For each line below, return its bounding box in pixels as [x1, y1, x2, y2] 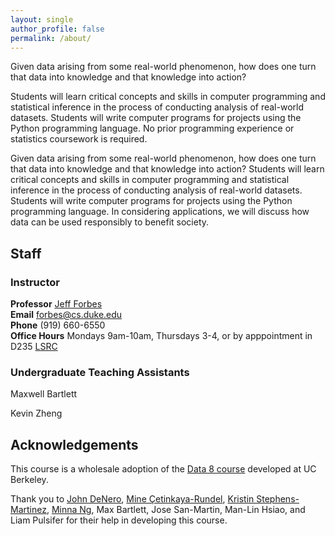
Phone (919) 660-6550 [10, 319, 106, 331]
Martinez [10, 504, 47, 516]
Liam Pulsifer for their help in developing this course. [10, 514, 228, 526]
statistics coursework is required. [10, 133, 148, 145]
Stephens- [256, 493, 300, 505]
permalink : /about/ [10, 33, 92, 43]
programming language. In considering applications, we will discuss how [10, 206, 310, 218]
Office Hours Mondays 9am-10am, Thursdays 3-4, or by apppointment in [10, 330, 313, 342]
